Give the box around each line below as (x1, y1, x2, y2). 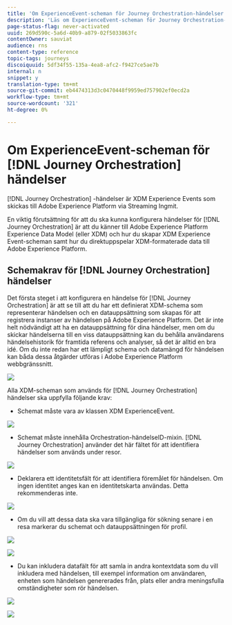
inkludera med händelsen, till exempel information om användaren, (17, 569, 207, 577)
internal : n (7, 68, 41, 75)
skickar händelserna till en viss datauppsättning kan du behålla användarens (7, 330, 224, 338)
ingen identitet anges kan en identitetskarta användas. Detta (17, 481, 188, 490)
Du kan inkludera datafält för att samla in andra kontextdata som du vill (17, 561, 219, 570)
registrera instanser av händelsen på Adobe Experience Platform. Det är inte (7, 316, 224, 324)
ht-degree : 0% (7, 106, 48, 113)
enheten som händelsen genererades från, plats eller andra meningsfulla (17, 576, 224, 584)
